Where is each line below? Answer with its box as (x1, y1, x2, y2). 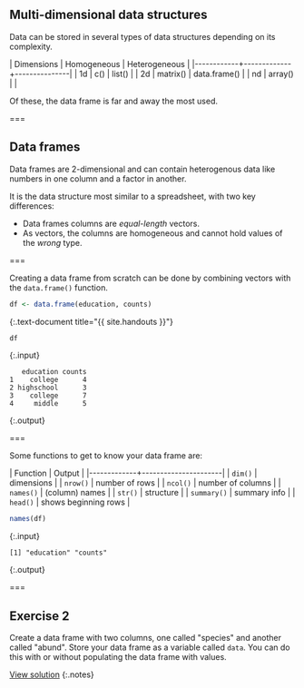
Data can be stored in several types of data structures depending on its (9, 31, 276, 42)
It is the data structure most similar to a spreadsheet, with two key (9, 191, 256, 201)
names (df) (9, 515, 47, 524)
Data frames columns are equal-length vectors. (22, 218, 200, 229)
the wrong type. (22, 237, 83, 248)
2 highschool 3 (9, 383, 88, 393)
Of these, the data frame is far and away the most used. (9, 95, 219, 106)
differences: (9, 200, 54, 211)
